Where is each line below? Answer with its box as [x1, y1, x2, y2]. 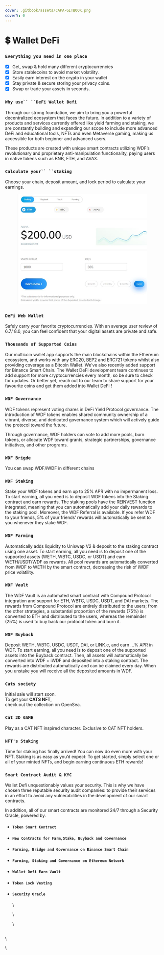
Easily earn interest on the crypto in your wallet [12, 75, 108, 81]
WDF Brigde [5, 455, 31, 461]
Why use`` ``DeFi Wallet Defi [5, 99, 77, 105]
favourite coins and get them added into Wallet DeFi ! [5, 383, 113, 389]
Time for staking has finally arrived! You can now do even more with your [5, 749, 153, 755]
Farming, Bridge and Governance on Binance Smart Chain [12, 847, 129, 852]
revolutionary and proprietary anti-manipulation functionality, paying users [5, 150, 155, 156]
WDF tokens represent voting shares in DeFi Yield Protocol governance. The [5, 406, 159, 412]
